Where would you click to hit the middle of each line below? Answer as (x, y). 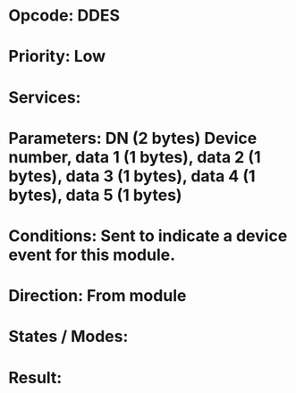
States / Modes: (68, 337)
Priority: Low (57, 57)
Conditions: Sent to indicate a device (148, 235)
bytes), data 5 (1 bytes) (95, 195)
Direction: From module (97, 296)
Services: (45, 97)
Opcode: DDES (64, 16)
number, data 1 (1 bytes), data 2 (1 (135, 157)
